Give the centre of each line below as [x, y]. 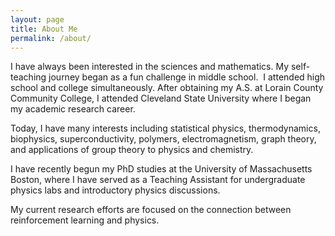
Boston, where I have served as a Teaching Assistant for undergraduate [158, 180]
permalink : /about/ [51, 38]
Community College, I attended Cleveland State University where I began [161, 98]
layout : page [37, 19]
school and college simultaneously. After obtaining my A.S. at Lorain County [167, 88]
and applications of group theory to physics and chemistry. [132, 150]
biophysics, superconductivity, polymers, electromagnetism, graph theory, [163, 139]
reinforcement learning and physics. [85, 220]
